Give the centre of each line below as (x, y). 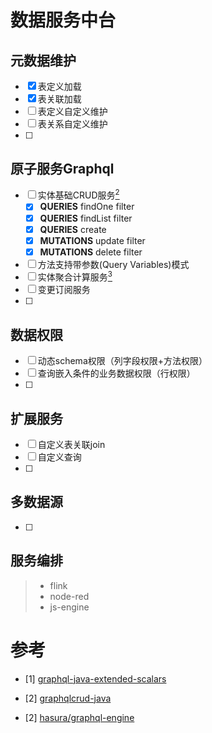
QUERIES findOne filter (87, 207)
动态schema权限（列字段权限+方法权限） (122, 361)
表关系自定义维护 (72, 124)
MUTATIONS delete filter (91, 252)
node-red (69, 596)
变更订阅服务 (64, 290)
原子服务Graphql (62, 169)
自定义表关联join (71, 445)
